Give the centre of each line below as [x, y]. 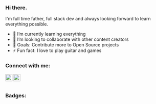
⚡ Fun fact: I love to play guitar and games [57, 50]
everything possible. [27, 24]
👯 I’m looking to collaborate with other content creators [71, 39]
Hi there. [16, 8]
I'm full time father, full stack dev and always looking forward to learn [78, 19]
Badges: [16, 95]
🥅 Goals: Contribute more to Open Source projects [66, 45]
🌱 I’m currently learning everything [49, 34]
